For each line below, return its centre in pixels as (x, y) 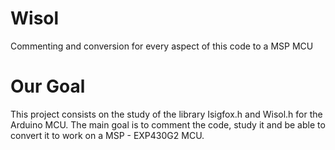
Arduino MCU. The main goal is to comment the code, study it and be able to (168, 124)
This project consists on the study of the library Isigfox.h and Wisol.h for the (166, 114)
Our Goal (48, 86)
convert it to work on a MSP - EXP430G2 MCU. (107, 135)
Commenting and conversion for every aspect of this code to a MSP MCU (162, 46)
